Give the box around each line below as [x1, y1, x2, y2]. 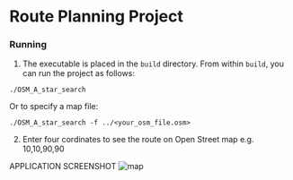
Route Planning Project [9, 6, 184, 27]
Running [9, 39, 48, 51]
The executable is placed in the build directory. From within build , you [22, 58, 285, 69]
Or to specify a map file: [9, 101, 99, 112]
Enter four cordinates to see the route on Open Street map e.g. [22, 134, 254, 145]
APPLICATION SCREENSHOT [9, 161, 117, 172]
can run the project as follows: [22, 68, 135, 79]
